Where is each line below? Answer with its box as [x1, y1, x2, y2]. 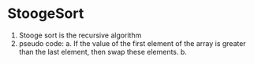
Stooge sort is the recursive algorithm [18, 30, 142, 40]
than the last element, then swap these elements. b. [18, 47, 187, 56]
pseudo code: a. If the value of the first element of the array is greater [18, 38, 246, 48]
